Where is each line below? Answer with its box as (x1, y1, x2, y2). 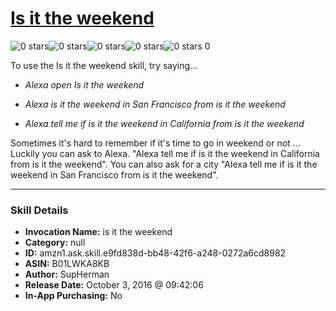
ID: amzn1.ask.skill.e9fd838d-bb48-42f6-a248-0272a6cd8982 (24, 247, 287, 259)
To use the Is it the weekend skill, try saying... (10, 59, 198, 71)
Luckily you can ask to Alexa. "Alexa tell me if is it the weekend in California (10, 147, 320, 159)
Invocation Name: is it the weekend (24, 226, 173, 238)
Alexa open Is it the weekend (24, 78, 145, 91)
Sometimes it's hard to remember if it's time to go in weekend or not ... (10, 137, 301, 149)
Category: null (24, 237, 86, 249)
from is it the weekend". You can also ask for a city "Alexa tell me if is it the (10, 158, 318, 170)
